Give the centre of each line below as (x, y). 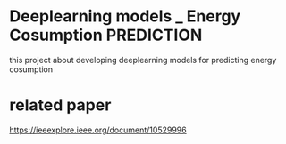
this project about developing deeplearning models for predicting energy (143, 60)
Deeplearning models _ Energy (125, 16)
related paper (60, 105)
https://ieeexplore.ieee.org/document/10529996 (98, 130)
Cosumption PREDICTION (106, 35)
